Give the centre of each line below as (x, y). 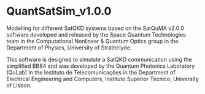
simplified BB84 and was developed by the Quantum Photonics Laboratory (101, 66)
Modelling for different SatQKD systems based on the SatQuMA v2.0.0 (95, 28)
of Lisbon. (19, 85)
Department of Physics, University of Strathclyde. (69, 48)
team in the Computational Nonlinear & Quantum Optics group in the (93, 41)
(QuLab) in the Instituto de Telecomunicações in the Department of (91, 72)
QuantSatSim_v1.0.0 (59, 11)
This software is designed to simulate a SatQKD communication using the (99, 59)
